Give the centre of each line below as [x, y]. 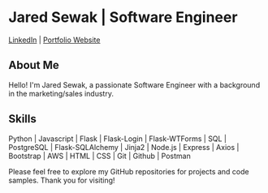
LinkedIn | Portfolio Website [54, 40]
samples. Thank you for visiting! [62, 180]
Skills [22, 119]
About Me [34, 65]
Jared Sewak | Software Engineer [123, 17]
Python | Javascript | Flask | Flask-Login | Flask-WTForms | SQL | [118, 139]
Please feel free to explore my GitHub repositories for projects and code [129, 171]
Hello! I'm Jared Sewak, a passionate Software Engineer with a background [134, 84]
